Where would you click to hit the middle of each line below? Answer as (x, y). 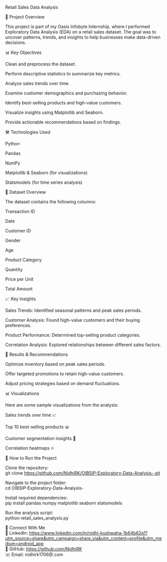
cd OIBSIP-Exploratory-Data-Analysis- (44, 488)
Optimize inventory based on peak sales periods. (55, 364)
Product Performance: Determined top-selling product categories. (73, 335)
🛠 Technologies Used (28, 132)
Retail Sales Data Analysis (32, 7)
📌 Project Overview (25, 17)
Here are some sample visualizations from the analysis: (62, 405)
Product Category (23, 260)
